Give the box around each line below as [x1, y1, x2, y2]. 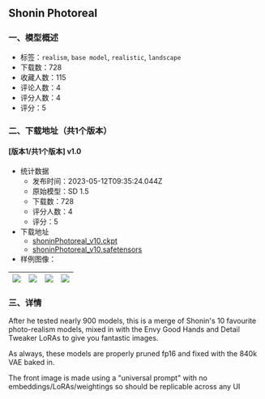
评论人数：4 [19, 83, 61, 92]
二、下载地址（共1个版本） [8, 125, 112, 136]
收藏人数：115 [19, 72, 66, 82]
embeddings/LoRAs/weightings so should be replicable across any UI [8, 382, 241, 392]
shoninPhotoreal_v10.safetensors [32, 244, 143, 254]
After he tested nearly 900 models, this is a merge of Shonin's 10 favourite [8, 316, 257, 326]
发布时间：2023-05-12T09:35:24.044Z [32, 176, 163, 185]
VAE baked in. [8, 358, 55, 367]
